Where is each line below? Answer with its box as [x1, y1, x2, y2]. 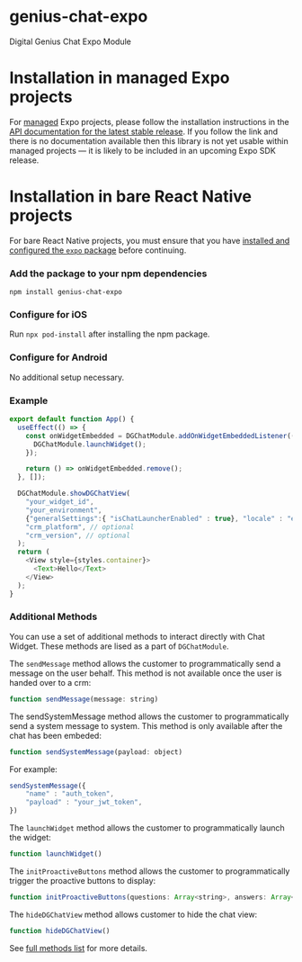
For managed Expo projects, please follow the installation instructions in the [9, 116, 289, 127]
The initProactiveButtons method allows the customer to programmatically [9, 866, 290, 877]
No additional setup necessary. [9, 372, 125, 382]
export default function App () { [9, 415, 135, 424]
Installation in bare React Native [9, 186, 253, 207]
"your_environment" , [25, 506, 102, 515]
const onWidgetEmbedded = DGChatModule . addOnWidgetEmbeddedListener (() [25, 431, 299, 440]
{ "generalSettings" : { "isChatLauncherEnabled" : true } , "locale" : [25, 514, 283, 523]
